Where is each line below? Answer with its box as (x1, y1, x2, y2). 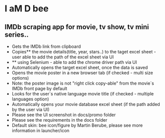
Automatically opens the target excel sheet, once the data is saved (11, 65, 148, 70)
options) (11, 75, 29, 81)
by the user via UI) (11, 107, 50, 112)
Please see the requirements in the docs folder (11, 117, 108, 123)
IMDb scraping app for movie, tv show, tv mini (4, 23, 149, 31)
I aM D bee (4, 3, 49, 14)
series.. (4, 30, 29, 39)
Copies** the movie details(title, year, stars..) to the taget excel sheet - (11, 49, 157, 54)
